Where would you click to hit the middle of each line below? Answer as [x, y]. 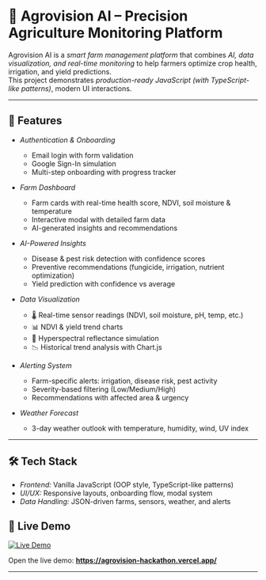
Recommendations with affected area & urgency [110, 397]
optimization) [53, 275]
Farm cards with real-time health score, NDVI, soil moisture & [131, 203]
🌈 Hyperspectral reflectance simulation [95, 338]
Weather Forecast [49, 413]
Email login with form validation [82, 155]
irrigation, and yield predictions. [60, 71]
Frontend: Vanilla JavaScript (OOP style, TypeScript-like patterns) [127, 484]
